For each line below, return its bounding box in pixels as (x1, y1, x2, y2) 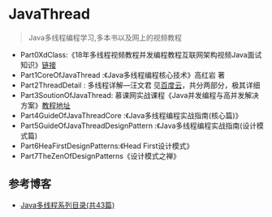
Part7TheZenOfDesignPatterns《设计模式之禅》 (19, 151, 181, 160)
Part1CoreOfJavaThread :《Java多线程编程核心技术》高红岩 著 (19, 70, 226, 79)
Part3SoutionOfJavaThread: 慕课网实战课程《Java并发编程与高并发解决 (19, 90, 260, 100)
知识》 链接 (19, 60, 57, 70)
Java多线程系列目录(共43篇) (19, 200, 115, 210)
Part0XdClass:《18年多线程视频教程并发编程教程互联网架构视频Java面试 (19, 49, 262, 59)
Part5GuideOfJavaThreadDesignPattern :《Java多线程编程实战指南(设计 (19, 121, 257, 130)
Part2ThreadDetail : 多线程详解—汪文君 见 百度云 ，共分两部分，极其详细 (19, 80, 261, 90)
